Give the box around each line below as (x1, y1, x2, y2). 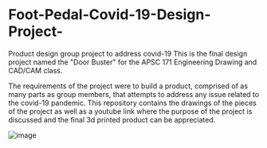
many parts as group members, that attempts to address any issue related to (8, 89, 260, 99)
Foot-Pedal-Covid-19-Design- (8, 6, 211, 24)
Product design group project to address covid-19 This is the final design (8, 49, 248, 58)
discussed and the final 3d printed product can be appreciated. (8, 115, 216, 124)
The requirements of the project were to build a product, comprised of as (8, 81, 249, 91)
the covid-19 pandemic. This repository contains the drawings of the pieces (8, 98, 257, 107)
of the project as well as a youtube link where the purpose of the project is (8, 106, 253, 116)
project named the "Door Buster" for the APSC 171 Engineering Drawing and (8, 57, 257, 67)
